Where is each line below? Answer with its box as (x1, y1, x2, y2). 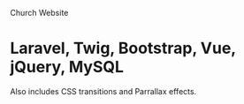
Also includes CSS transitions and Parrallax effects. (10, 85, 197, 96)
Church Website (10, 8, 69, 18)
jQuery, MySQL (10, 57, 125, 78)
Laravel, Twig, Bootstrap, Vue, (10, 39, 237, 58)
